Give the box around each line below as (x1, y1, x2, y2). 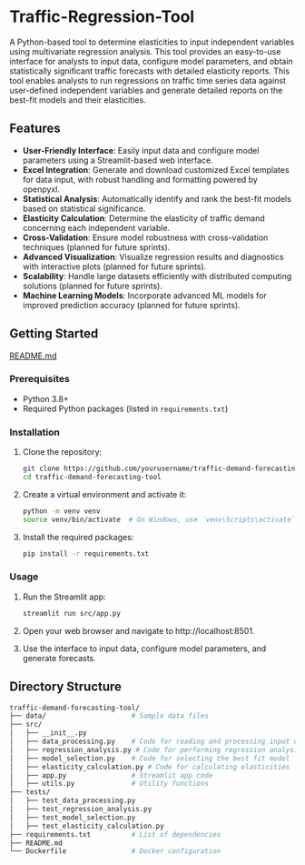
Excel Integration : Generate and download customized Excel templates (22, 164, 290, 175)
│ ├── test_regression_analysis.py (9, 805, 152, 814)
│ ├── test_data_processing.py (9, 796, 136, 806)
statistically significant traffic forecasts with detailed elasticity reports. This (9, 65, 290, 76)
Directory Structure (9, 679, 123, 695)
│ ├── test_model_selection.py (9, 812, 136, 822)
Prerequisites (9, 373, 70, 386)
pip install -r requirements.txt (22, 548, 150, 558)
